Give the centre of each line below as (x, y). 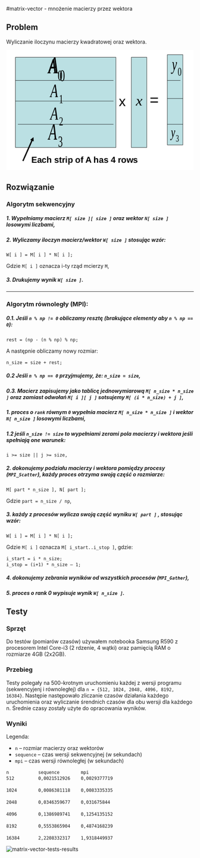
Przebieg (19, 669)
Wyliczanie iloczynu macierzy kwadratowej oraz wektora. (76, 42)
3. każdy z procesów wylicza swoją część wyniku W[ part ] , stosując (94, 514)
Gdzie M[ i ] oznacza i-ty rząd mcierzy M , (58, 266)
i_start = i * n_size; (34, 558)
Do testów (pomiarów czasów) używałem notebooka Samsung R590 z (92, 641)
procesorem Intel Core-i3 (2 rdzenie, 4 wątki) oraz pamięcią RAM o (88, 648)
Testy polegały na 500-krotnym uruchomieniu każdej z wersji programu (94, 683)
